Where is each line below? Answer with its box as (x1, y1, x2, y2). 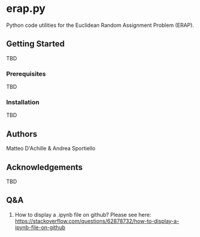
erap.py (6, 2, 46, 16)
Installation (6, 98, 40, 106)
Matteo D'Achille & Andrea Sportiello (6, 145, 96, 152)
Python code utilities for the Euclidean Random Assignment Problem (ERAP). (6, 21, 194, 29)
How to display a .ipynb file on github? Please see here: (14, 211, 152, 218)
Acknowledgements (6, 162, 83, 172)
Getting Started (6, 39, 65, 49)
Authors (6, 129, 38, 139)
